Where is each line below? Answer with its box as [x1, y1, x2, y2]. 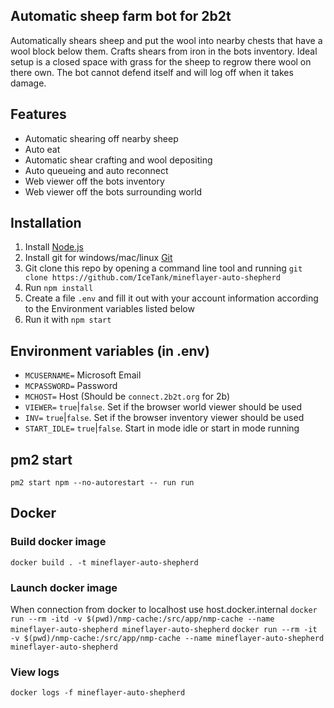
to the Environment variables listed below [24, 303, 195, 315]
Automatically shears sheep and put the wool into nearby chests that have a [10, 34, 323, 46]
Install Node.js [24, 241, 84, 253]
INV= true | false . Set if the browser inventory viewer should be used [24, 412, 305, 424]
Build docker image [10, 535, 107, 549]
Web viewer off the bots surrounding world [24, 185, 203, 198]
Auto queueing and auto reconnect [24, 164, 169, 176]
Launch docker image [10, 580, 118, 594]
